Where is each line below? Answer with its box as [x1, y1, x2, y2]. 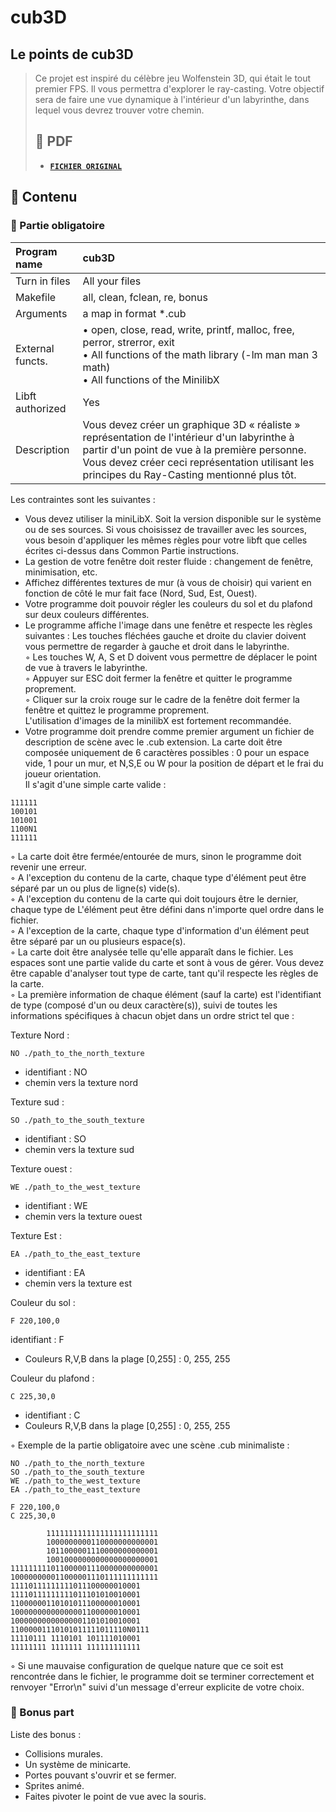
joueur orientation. [24, 767, 102, 780]
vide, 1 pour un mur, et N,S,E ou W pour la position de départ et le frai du [24, 757, 324, 769]
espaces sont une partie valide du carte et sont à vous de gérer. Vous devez [10, 956, 325, 968]
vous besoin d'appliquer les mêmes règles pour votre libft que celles [24, 534, 308, 546]
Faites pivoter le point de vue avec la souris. [24, 1790, 207, 1802]
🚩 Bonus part [10, 1706, 75, 1720]
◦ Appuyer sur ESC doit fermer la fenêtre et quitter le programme [24, 672, 293, 684]
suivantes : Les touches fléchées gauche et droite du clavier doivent [24, 629, 307, 641]
